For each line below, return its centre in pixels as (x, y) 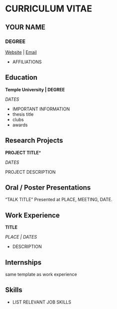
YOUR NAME (25, 27)
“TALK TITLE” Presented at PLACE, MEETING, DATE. (59, 200)
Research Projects (34, 141)
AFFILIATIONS (27, 62)
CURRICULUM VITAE (49, 9)
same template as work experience (41, 274)
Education (21, 78)
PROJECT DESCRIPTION (30, 172)
